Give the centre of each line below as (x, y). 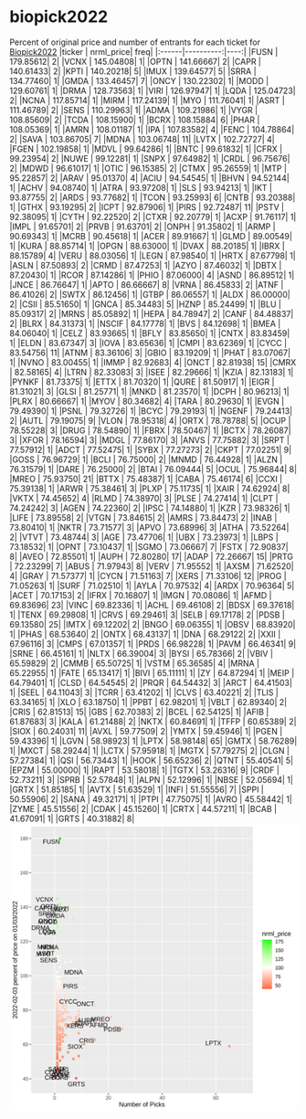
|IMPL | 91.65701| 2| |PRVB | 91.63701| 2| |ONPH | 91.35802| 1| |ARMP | (142, 227)
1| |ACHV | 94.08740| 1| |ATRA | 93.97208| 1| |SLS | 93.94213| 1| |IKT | (141, 187)
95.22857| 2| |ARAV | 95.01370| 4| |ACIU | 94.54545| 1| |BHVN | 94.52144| (149, 178)
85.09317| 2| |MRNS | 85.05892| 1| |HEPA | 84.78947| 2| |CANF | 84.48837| (152, 313)
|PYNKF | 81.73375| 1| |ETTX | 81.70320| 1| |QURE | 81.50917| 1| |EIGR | (142, 382)
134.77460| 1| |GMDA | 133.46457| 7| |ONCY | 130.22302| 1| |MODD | (139, 80)
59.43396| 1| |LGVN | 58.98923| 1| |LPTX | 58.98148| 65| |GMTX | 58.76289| (153, 741)
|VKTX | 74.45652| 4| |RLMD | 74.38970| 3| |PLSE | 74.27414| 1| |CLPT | (144, 498)
